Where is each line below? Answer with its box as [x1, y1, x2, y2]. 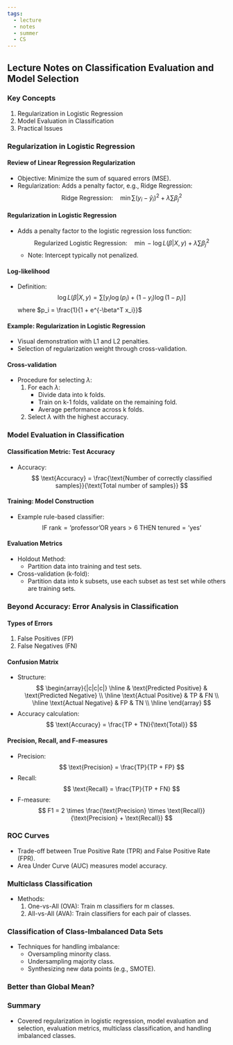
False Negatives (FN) [17, 642, 78, 650]
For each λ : [27, 383, 61, 391]
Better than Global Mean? [7, 982, 95, 991]
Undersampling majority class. [27, 957, 115, 966]
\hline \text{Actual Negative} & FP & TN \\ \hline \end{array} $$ [32, 699, 212, 707]
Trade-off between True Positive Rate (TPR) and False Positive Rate [17, 846, 211, 855]
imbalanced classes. [17, 1031, 76, 1039]
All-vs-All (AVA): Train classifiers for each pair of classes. [27, 909, 192, 918]
